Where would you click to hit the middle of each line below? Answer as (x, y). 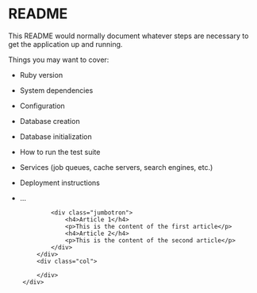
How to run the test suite (60, 152)
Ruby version (41, 75)
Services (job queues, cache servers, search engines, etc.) (116, 167)
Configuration (42, 106)
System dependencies (56, 90)
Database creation (50, 121)
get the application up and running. (65, 44)
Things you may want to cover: (59, 60)
